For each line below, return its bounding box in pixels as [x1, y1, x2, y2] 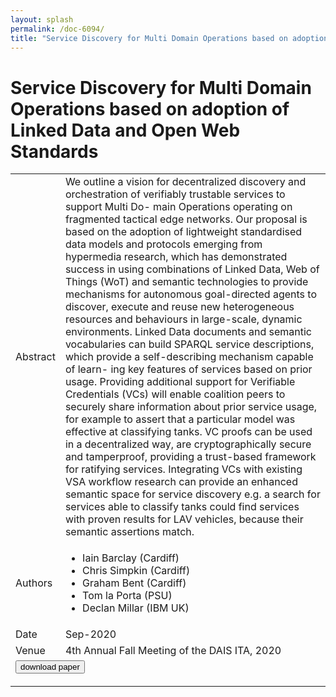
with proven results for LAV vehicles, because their [64, 512, 304, 526]
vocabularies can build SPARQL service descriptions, [64, 337, 315, 351]
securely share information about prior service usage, [64, 400, 318, 414]
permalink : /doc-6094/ [10, 24, 105, 34]
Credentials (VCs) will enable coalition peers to [64, 387, 286, 401]
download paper [20, 662, 80, 673]
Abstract [15, 350, 56, 364]
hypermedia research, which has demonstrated [64, 250, 288, 264]
